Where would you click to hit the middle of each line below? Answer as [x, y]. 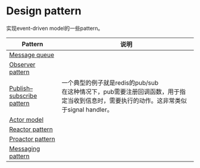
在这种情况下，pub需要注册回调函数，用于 [121, 92]
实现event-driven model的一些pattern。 [55, 28]
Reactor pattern [31, 129]
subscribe [23, 95]
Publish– [21, 88]
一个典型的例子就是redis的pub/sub [110, 83]
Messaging [25, 148]
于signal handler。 [87, 110]
